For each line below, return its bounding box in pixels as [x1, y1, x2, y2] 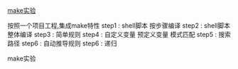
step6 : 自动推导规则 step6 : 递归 [21, 39, 117, 48]
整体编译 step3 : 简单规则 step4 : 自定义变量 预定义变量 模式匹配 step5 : [7, 31, 217, 38]
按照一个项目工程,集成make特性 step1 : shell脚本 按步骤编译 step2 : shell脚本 [7, 21, 231, 30]
